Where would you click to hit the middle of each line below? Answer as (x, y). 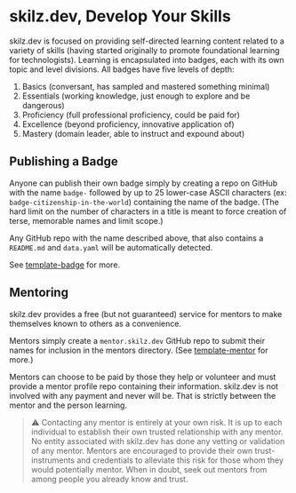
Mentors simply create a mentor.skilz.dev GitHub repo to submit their (137, 340)
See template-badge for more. (65, 265)
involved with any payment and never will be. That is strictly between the (143, 395)
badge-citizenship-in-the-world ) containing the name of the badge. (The (144, 202)
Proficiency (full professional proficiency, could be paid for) (131, 115)
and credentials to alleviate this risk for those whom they (180, 460)
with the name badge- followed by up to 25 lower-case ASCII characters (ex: (148, 192)
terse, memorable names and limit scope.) (86, 220)
